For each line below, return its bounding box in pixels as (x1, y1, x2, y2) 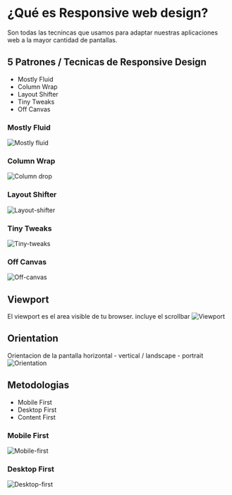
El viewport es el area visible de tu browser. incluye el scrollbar (7, 312, 190, 321)
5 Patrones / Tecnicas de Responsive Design (7, 56, 207, 68)
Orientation (7, 333, 59, 345)
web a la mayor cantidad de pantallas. (7, 35, 118, 44)
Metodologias (7, 379, 70, 391)
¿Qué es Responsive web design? (7, 5, 209, 21)
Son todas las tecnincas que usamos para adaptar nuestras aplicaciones (7, 28, 219, 37)
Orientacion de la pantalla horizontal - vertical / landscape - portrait (7, 351, 204, 360)
